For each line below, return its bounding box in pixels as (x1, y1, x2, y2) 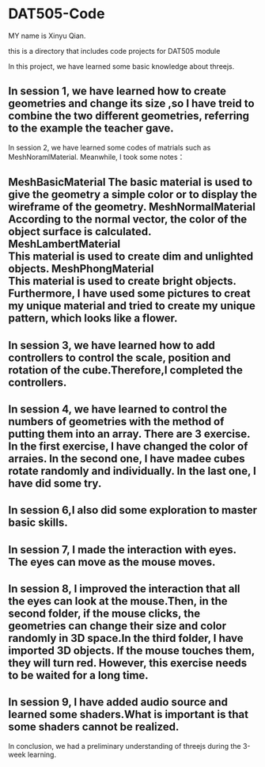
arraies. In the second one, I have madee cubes (8, 452, 245, 465)
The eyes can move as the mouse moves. (8, 555, 216, 568)
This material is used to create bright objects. (8, 275, 237, 288)
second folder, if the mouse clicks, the (8, 607, 200, 621)
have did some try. (8, 477, 102, 490)
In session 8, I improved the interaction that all (8, 583, 240, 596)
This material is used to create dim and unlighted (8, 250, 254, 264)
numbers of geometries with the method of (8, 415, 225, 428)
